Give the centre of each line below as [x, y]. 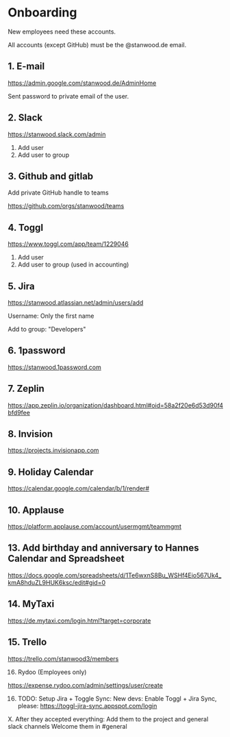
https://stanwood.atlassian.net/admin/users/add [76, 302]
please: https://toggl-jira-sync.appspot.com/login [87, 705]
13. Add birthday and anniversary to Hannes [103, 548]
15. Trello [27, 642]
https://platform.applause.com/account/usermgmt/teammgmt [95, 527]
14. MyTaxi [31, 604]
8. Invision [30, 434]
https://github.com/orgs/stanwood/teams [66, 206]
